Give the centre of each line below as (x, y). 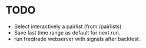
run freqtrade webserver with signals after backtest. (77, 39)
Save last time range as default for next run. (67, 32)
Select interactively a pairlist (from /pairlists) (68, 26)
